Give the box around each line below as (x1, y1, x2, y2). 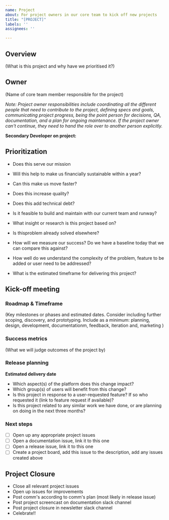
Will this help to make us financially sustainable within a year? (12, 171, 141, 177)
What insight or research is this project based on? (12, 220, 116, 226)
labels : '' (5, 21, 28, 27)
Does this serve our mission (12, 161, 71, 167)
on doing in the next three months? (12, 408, 86, 414)
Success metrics (5, 335, 48, 342)
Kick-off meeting (5, 285, 60, 293)
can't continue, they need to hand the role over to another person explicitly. (5, 123, 163, 129)
